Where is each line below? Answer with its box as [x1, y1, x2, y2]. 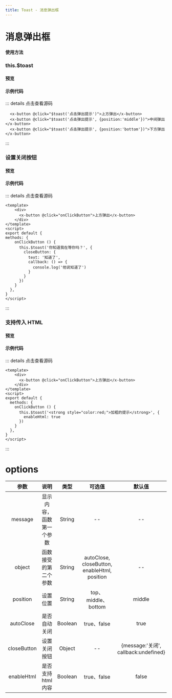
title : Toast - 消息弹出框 [5, 7, 59, 13]
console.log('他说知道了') [32, 265, 87, 270]
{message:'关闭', [121, 642, 161, 649]
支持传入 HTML [5, 319, 43, 326]
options [5, 463, 38, 475]
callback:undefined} [117, 648, 165, 656]
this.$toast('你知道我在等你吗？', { [18, 245, 93, 250]
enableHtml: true [24, 414, 60, 419]
